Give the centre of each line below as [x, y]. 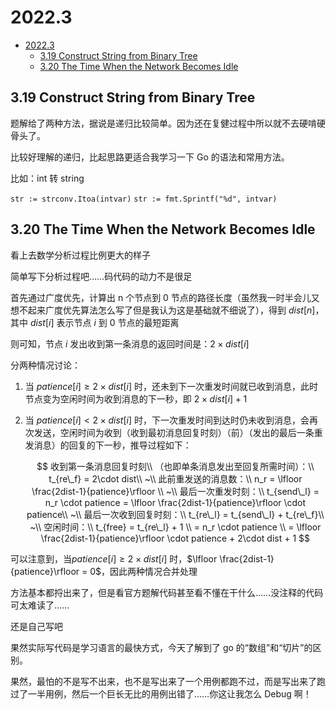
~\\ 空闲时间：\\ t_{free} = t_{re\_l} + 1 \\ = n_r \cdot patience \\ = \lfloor [175, 527]
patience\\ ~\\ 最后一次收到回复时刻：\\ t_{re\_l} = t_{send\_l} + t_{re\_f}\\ [175, 514]
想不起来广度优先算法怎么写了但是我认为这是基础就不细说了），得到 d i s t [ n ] [163, 310]
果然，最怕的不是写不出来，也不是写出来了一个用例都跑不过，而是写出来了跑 [168, 681]
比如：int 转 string [47, 178]
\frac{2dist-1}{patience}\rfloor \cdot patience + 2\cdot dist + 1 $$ [175, 538]
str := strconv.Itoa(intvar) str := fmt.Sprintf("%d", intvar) [144, 199]
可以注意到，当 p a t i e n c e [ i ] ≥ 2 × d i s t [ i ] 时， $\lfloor [114, 558]
